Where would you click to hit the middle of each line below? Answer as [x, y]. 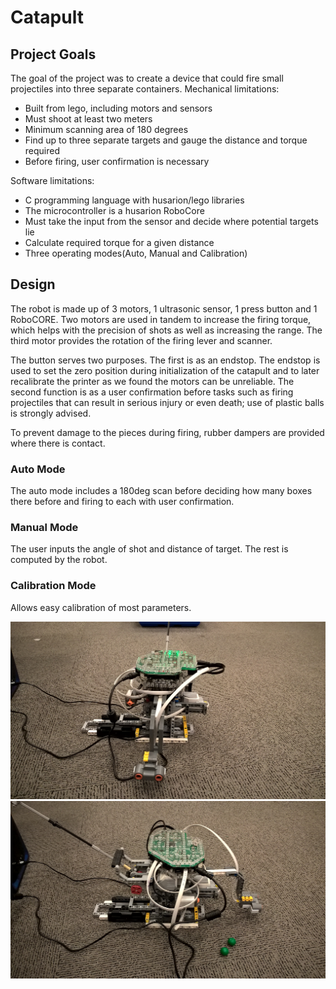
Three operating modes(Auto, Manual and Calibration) [136, 253]
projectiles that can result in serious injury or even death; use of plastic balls [167, 402]
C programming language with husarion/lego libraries [134, 200]
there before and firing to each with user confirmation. [122, 502]
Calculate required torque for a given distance [119, 242]
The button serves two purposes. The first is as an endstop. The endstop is [165, 360]
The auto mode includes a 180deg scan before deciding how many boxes [161, 491]
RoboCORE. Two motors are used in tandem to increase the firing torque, [161, 319]
